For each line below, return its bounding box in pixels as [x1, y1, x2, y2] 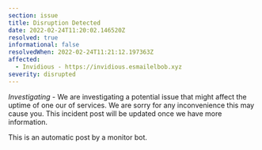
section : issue [8, 11, 59, 20]
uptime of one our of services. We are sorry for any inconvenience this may [8, 100, 255, 110]
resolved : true [8, 33, 59, 42]
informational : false [8, 41, 80, 49]
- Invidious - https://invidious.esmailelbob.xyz [15, 63, 182, 71]
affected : [8, 56, 41, 64]
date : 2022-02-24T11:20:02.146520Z [8, 26, 126, 34]
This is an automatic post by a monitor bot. [8, 132, 148, 142]
